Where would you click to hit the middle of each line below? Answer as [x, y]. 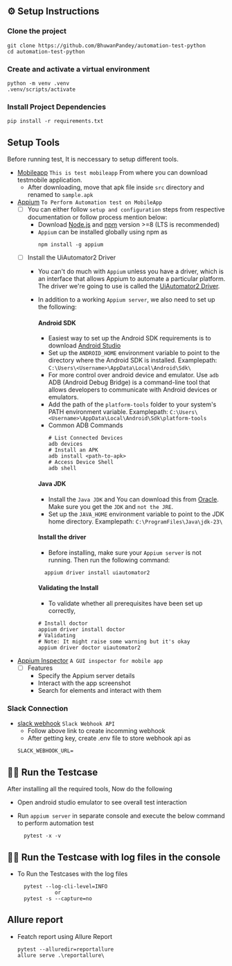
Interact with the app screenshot [84, 683]
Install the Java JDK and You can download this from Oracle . [134, 499]
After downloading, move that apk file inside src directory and [116, 187]
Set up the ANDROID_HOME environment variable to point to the [134, 353]
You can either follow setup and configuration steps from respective [126, 209]
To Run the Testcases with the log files [72, 874]
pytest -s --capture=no [58, 899]
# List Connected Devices [86, 438]
